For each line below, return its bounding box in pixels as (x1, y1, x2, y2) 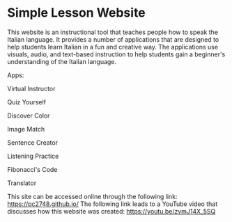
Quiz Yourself (7, 97, 47, 106)
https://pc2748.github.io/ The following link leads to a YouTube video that (7, 200, 218, 208)
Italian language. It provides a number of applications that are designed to (7, 35, 219, 43)
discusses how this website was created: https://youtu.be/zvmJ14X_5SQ (7, 207, 216, 215)
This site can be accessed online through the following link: (7, 192, 178, 200)
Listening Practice (7, 152, 59, 160)
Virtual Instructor (7, 84, 56, 93)
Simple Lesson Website (7, 5, 146, 21)
